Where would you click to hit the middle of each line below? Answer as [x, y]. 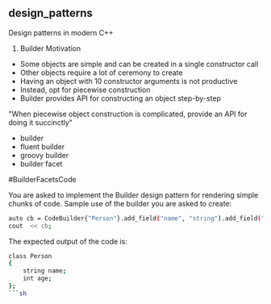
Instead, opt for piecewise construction [85, 90]
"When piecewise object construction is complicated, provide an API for [128, 114]
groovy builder [44, 155]
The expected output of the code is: [68, 241]
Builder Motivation [50, 48]
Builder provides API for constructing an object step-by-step [121, 98]
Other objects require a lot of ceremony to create [101, 73]
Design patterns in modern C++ [61, 32]
